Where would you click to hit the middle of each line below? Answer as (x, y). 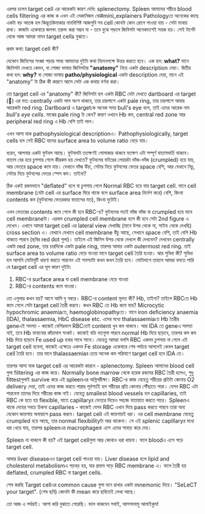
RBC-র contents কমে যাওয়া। (46, 286)
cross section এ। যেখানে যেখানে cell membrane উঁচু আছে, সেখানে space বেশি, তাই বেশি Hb (102, 232)
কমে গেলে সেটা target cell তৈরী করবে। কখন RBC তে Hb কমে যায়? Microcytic (85, 305)
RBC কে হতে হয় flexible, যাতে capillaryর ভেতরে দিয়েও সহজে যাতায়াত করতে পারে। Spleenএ (98, 400)
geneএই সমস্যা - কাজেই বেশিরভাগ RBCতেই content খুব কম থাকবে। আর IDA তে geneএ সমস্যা (99, 326)
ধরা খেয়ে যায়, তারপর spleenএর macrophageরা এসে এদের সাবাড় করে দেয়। (79, 428)
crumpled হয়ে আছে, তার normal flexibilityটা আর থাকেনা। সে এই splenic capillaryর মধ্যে (100, 421)
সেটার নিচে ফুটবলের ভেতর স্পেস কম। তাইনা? (46, 173)
